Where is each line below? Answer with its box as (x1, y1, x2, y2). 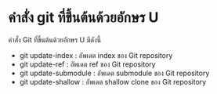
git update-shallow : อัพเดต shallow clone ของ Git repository (19, 77, 207, 86)
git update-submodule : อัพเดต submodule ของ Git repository (19, 68, 210, 78)
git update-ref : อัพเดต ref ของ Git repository (19, 60, 156, 69)
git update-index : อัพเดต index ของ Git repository (19, 50, 173, 60)
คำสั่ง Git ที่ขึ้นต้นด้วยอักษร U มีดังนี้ (8, 34, 102, 44)
